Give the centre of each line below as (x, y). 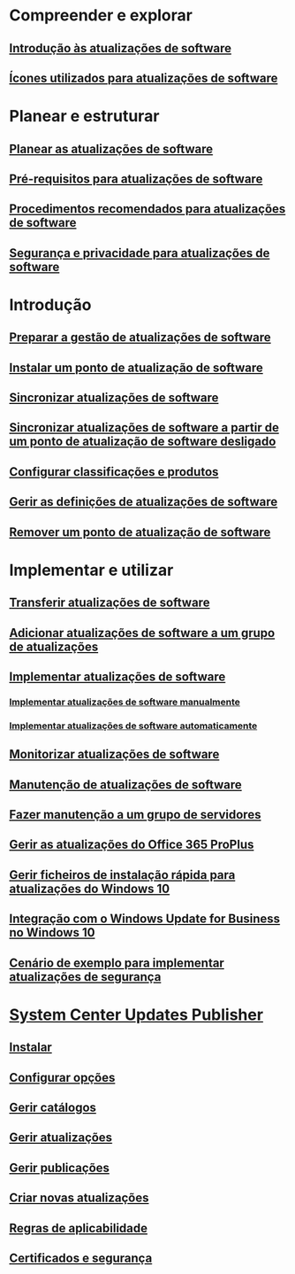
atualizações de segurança (85, 977)
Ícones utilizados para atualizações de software (144, 78)
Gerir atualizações (61, 1138)
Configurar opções (62, 1077)
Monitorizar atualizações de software (114, 754)
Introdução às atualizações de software (121, 48)
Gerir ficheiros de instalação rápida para (122, 875)
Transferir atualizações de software (110, 603)
